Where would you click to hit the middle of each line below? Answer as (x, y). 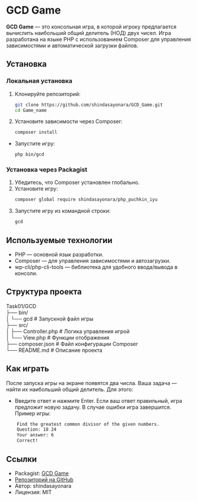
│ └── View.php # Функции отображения (58, 337)
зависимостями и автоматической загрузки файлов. (72, 46)
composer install (36, 132)
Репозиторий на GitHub (44, 479)
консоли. (26, 273)
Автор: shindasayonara (43, 486)
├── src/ (17, 325)
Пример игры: (33, 413)
